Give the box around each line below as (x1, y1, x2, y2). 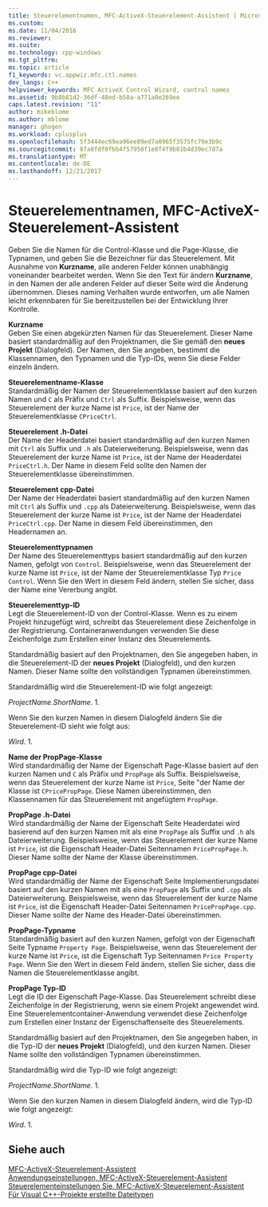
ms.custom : (8, 19, 45, 27)
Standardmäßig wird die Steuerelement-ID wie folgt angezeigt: (8, 682, 214, 691)
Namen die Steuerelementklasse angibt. (8, 968, 140, 977)
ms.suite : (8, 41, 41, 49)
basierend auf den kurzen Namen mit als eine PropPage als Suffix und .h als (8, 827, 255, 836)
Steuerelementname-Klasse (8, 377, 104, 387)
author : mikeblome (8, 108, 69, 116)
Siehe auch (8, 1143, 65, 1157)
